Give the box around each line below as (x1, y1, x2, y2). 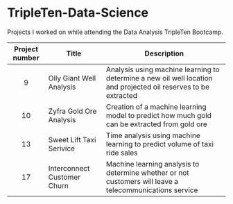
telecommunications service (106, 185, 198, 195)
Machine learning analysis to (106, 159, 200, 169)
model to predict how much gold (106, 110, 212, 120)
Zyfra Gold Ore (48, 106, 97, 116)
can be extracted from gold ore (106, 119, 208, 129)
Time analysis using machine (106, 130, 200, 140)
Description (144, 49, 184, 58)
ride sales (106, 148, 138, 158)
